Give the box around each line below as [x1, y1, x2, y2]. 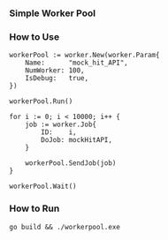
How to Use [9, 30, 60, 42]
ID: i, [41, 128, 77, 137]
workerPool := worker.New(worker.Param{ [9, 51, 161, 60]
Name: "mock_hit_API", [25, 58, 128, 68]
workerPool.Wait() [9, 182, 77, 191]
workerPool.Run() [9, 97, 73, 106]
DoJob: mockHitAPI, [41, 136, 113, 145]
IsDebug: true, [25, 74, 89, 83]
